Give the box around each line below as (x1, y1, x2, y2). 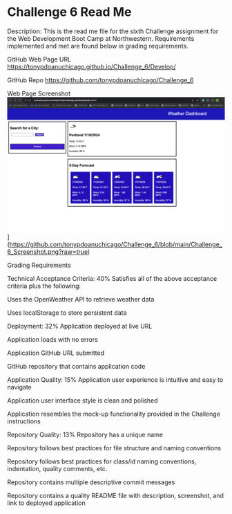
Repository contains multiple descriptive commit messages (7, 478, 175, 486)
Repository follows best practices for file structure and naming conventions (7, 443, 222, 452)
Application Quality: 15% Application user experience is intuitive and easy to (7, 375, 224, 384)
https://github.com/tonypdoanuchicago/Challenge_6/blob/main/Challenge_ (9, 240, 222, 248)
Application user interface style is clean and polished (7, 396, 158, 405)
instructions (7, 416, 41, 425)
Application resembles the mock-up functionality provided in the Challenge (7, 410, 221, 418)
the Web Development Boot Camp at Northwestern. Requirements (7, 34, 195, 42)
